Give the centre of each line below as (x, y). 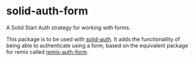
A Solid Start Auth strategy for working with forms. (68, 28)
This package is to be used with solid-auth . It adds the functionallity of (93, 39)
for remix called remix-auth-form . (47, 51)
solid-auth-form (47, 11)
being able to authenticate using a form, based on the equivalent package (97, 45)
